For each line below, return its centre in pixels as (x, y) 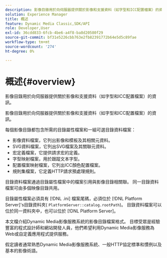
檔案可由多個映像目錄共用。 (34, 188)
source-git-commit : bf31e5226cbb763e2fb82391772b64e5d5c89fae (71, 38)
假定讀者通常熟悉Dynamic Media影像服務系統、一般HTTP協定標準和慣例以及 (83, 245)
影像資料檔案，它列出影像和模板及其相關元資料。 (62, 140)
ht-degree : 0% (20, 51)
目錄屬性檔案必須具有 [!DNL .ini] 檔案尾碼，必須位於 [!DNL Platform (74, 198)
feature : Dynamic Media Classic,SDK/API (48, 24)
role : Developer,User (28, 28)
